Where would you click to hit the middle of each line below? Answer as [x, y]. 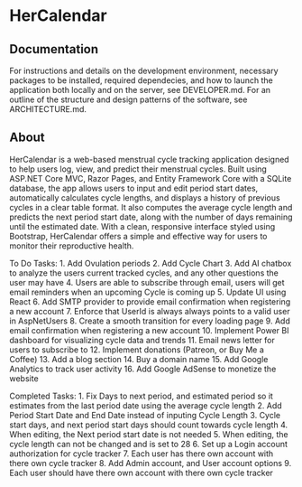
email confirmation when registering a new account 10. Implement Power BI [150, 330]
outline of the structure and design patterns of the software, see [128, 99]
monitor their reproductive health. [72, 246]
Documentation [54, 49]
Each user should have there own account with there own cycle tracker [141, 473]
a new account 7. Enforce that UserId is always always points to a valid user [150, 311]
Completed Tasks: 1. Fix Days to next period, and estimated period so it [141, 396]
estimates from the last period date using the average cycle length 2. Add [146, 405]
